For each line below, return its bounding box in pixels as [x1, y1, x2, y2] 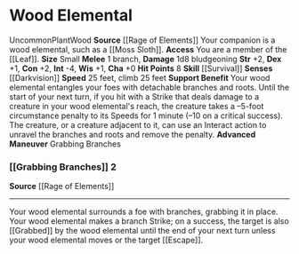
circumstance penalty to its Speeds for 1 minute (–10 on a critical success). [9, 110, 283, 121]
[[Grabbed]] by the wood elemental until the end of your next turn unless [9, 226, 276, 236]
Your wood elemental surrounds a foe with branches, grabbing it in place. [9, 206, 279, 218]
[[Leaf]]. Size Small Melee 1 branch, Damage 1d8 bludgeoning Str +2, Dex [9, 53, 282, 64]
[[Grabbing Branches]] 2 [9, 161, 117, 173]
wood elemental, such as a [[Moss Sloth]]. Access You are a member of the [9, 44, 287, 54]
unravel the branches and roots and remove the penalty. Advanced [9, 129, 256, 139]
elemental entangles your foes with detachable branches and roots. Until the [9, 82, 290, 92]
